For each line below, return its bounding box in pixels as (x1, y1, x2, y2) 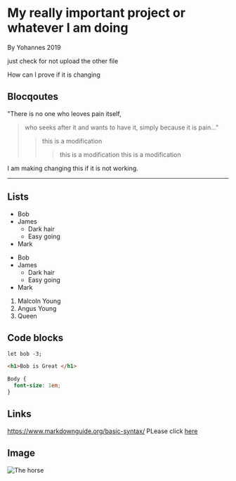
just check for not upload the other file (7, 56, 119, 65)
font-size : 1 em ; (13, 382, 61, 390)
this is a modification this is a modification (59, 150, 181, 159)
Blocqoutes (7, 91, 58, 103)
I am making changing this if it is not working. (7, 164, 138, 172)
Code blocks (7, 332, 64, 344)
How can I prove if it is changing (7, 70, 100, 79)
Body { (7, 376, 27, 383)
